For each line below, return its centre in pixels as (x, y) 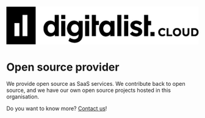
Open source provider (63, 67)
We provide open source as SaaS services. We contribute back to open (96, 84)
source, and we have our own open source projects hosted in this (88, 90)
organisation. (23, 97)
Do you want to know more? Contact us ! (57, 109)
